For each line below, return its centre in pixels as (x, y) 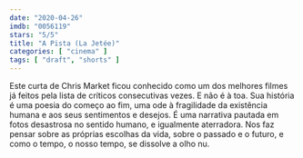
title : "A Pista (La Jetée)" (65, 43)
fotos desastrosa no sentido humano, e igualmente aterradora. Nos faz (142, 124)
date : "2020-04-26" (46, 18)
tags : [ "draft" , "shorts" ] (65, 60)
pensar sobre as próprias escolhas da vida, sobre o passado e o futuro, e (146, 134)
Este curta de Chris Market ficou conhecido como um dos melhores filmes (149, 86)
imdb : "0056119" (40, 26)
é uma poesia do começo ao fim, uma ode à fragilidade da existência (139, 105)
